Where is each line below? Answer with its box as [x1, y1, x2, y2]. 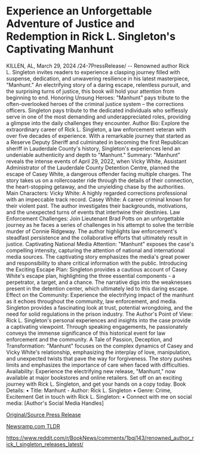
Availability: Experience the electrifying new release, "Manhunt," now [6, 367, 176, 375]
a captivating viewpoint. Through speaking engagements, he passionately [6, 323, 188, 330]
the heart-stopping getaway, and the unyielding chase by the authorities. [6, 183, 185, 190]
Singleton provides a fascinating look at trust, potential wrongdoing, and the [6, 304, 193, 311]
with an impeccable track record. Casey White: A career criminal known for [6, 196, 191, 203]
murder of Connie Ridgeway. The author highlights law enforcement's [6, 228, 177, 235]
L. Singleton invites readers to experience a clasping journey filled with [6, 68, 180, 75]
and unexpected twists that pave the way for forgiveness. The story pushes [6, 355, 192, 362]
